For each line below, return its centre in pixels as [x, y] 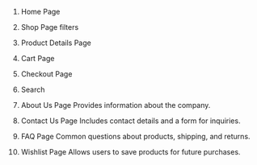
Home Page [40, 12]
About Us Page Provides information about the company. [116, 105]
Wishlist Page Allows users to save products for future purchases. [131, 152]
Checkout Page [46, 74]
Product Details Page [56, 43]
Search [33, 89]
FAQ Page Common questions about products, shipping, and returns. [135, 136]
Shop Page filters [50, 27]
